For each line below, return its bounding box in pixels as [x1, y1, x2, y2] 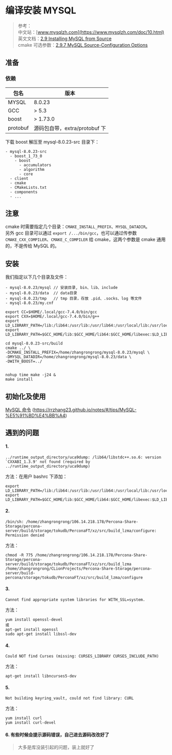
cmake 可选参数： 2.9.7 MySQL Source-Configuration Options [17, 42, 148, 48]
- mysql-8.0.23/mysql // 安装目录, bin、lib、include [5, 285, 118, 291]
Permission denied [5, 532, 45, 538]
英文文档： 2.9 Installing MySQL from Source [17, 35, 112, 42]
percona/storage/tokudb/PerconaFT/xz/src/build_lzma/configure [5, 575, 143, 580]
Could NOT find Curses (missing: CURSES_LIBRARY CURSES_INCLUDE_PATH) [5, 654, 159, 659]
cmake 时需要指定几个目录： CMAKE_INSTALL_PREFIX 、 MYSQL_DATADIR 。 [5, 224, 150, 230]
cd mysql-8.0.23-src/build [5, 341, 63, 346]
